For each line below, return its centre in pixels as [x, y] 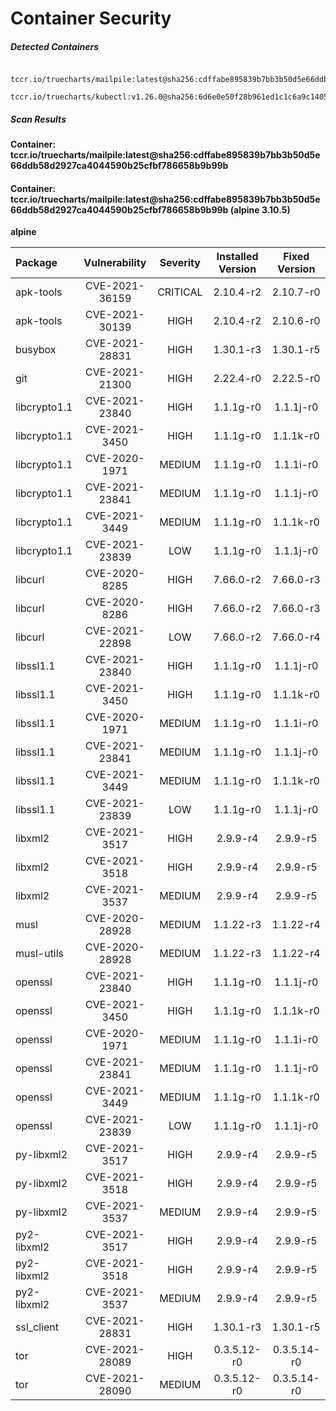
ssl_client [37, 1327]
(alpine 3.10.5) [260, 209]
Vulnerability [115, 263]
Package [36, 263]
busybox [36, 350]
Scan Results [38, 119]
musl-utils [40, 954]
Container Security [91, 18]
